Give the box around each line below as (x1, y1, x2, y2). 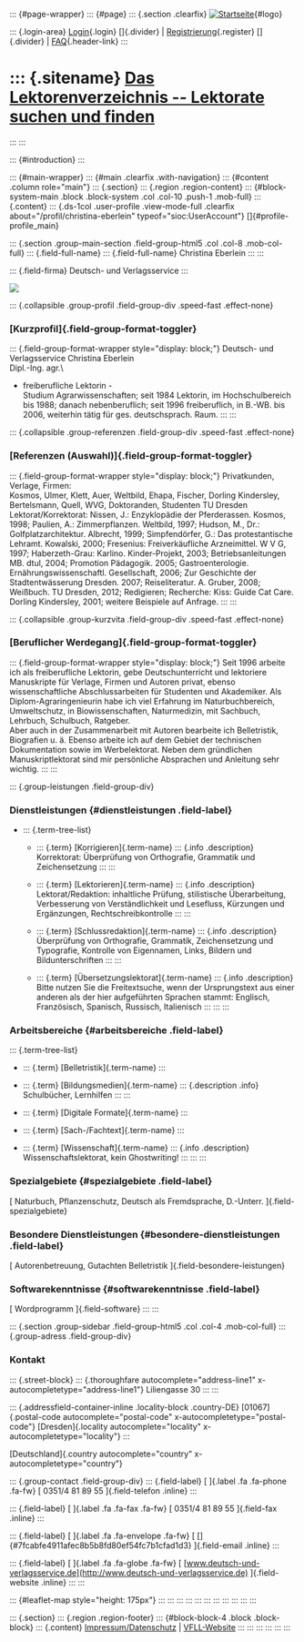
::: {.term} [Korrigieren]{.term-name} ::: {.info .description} (35, 842, 255, 853)
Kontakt (9, 1353, 46, 1366)
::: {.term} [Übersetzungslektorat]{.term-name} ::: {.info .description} (35, 972, 294, 983)
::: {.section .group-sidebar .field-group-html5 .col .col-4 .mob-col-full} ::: (9, 1321, 287, 1333)
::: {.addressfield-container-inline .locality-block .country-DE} (9, 1402, 239, 1413)
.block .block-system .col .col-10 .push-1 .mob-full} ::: (60, 191, 262, 202)
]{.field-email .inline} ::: (193, 1539, 279, 1551)
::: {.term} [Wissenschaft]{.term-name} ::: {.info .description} (22, 1142, 250, 1153)
